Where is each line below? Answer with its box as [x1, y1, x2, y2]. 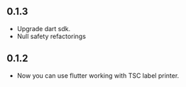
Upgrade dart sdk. [16, 24, 71, 33]
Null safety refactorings [16, 32, 87, 40]
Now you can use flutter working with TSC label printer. [16, 71, 180, 80]
